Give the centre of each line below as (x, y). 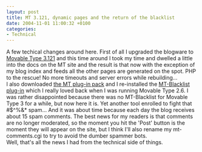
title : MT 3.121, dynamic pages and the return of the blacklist (90, 18)
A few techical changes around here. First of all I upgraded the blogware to (100, 52)
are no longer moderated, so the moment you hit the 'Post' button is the (96, 123)
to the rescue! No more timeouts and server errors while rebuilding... (92, 78)
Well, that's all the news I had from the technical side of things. (85, 142)
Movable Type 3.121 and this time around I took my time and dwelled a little (99, 58)
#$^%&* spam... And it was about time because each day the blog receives (101, 110)
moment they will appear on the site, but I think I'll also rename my (89, 130)
